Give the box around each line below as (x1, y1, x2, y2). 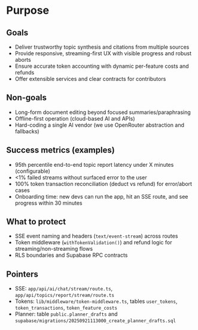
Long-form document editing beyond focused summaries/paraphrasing (14, 109, 191, 116)
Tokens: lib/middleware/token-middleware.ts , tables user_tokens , (14, 298, 178, 305)
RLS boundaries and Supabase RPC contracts (14, 251, 128, 259)
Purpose (6, 4, 50, 17)
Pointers (6, 269, 39, 279)
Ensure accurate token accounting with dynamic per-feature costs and (14, 62, 190, 70)
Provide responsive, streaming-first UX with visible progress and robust (14, 50, 192, 57)
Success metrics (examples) (6, 145, 115, 155)
